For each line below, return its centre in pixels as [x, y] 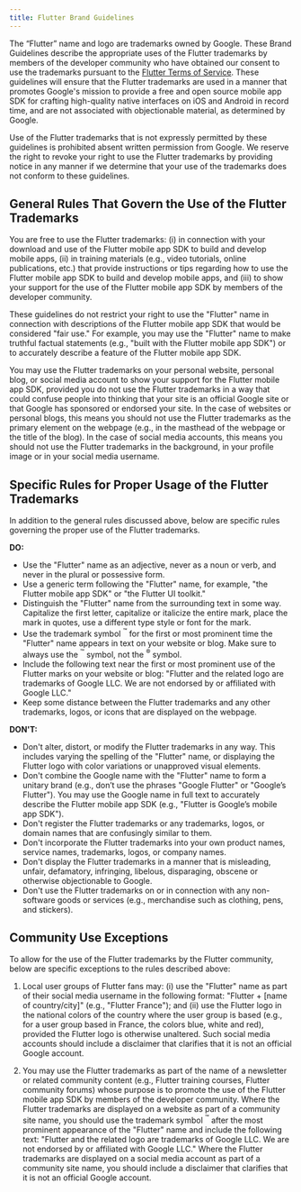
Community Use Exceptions [89, 937]
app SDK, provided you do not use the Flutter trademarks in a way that [140, 389]
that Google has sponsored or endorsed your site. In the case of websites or [150, 409]
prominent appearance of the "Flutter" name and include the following [152, 1130]
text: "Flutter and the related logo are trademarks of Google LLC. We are [156, 1140]
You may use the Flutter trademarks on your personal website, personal [142, 370]
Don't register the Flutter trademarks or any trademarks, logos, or [143, 823]
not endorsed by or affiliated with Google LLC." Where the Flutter [142, 1149]
